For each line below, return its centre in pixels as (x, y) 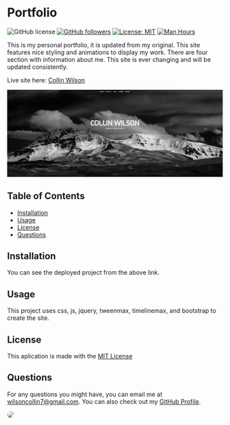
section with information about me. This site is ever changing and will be (109, 59)
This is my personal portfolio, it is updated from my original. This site (104, 45)
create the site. (28, 318)
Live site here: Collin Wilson (46, 80)
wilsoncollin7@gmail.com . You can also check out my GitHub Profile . (104, 401)
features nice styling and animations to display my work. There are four (107, 52)
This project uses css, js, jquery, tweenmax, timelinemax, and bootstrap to (112, 311)
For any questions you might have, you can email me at (85, 394)
